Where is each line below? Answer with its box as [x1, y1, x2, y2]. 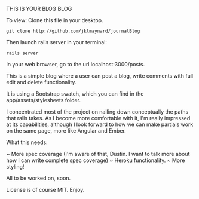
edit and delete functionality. [6, 79, 76, 85]
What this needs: [6, 139, 48, 146]
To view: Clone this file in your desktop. [6, 17, 103, 23]
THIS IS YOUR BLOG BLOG [6, 5, 72, 12]
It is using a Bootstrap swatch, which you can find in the [6, 90, 144, 97]
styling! [6, 163, 25, 170]
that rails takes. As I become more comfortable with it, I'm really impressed [6, 115, 191, 121]
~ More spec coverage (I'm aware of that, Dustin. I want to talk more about [6, 151, 190, 157]
